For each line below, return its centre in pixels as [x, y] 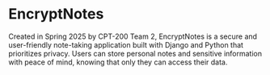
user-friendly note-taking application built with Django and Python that [126, 44]
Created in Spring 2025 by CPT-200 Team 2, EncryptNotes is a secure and [133, 36]
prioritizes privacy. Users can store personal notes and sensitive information [135, 53]
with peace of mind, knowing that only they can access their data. [118, 62]
